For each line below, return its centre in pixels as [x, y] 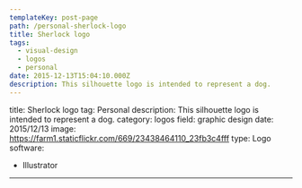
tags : [19, 43]
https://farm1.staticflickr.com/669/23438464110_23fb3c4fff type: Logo [140, 138]
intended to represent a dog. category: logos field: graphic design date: [142, 119]
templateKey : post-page [54, 17]
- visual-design [48, 51]
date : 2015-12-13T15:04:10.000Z [70, 76]
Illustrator [40, 165]
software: [27, 148]
